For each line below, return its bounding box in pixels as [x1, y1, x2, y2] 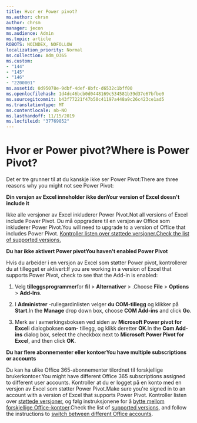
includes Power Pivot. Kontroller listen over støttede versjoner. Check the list [6, 230, 190, 237]
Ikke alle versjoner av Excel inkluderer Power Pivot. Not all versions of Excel [6, 211, 188, 218]
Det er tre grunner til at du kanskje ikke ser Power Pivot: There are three [6, 176, 178, 183]
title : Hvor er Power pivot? [6, 8, 78, 15]
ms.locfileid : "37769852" [6, 119, 69, 124]
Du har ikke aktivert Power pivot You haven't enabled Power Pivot [6, 248, 168, 255]
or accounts [6, 355, 36, 362]
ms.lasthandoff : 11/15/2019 [6, 113, 75, 119]
